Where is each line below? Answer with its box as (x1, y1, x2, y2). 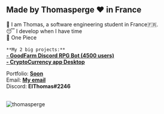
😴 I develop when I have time (6, 27, 83, 35)
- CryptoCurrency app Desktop (6, 58, 85, 65)
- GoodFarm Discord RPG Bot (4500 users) (6, 52, 115, 59)
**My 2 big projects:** (6, 46, 66, 53)
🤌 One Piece (6, 34, 37, 41)
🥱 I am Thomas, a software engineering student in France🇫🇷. (6, 20, 159, 28)
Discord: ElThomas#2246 (6, 82, 71, 89)
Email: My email (6, 76, 46, 83)
